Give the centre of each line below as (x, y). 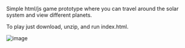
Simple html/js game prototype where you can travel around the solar (92, 9)
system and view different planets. (49, 15)
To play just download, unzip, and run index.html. (67, 27)
